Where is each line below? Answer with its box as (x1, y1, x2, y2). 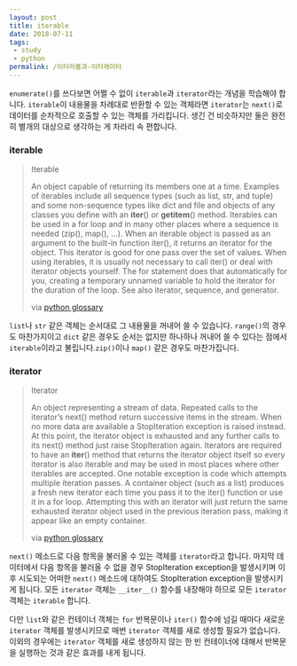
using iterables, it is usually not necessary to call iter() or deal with (30, 256, 273, 267)
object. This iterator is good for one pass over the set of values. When (30, 247, 287, 258)
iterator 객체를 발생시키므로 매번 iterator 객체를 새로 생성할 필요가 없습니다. (9, 625, 281, 636)
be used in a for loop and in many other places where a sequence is (30, 219, 279, 230)
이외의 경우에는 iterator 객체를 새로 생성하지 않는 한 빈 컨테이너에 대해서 (9, 636, 263, 647)
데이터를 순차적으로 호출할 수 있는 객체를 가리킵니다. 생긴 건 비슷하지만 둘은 (9, 110, 270, 121)
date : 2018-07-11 (9, 29, 74, 38)
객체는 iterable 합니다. (9, 595, 91, 606)
